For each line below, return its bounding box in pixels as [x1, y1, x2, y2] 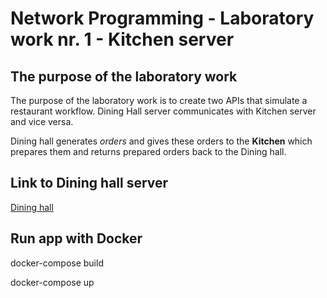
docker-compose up [10, 276, 95, 288]
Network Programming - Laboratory [10, 7, 315, 30]
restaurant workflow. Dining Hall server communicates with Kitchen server [10, 105, 317, 117]
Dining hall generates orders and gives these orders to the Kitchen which [10, 135, 313, 147]
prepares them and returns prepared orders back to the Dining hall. [10, 146, 287, 157]
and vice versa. [10, 116, 74, 127]
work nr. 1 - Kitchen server [10, 28, 235, 51]
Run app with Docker [10, 230, 143, 247]
